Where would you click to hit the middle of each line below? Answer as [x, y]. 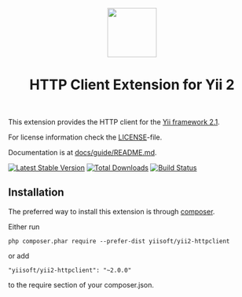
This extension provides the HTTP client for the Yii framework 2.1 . [114, 121]
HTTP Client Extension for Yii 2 [132, 85]
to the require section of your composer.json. [81, 284]
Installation [36, 193]
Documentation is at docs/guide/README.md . [82, 152]
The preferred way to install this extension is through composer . [112, 211]
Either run [24, 226]
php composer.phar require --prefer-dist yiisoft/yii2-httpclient [119, 241]
